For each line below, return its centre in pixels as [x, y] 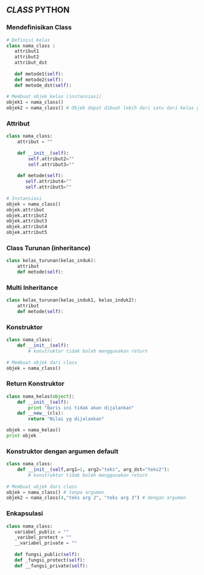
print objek [21, 436]
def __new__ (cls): [40, 414]
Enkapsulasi [25, 513]
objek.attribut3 [27, 221]
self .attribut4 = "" [48, 182]
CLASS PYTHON [38, 10]
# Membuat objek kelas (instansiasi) [54, 97]
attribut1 [27, 51]
